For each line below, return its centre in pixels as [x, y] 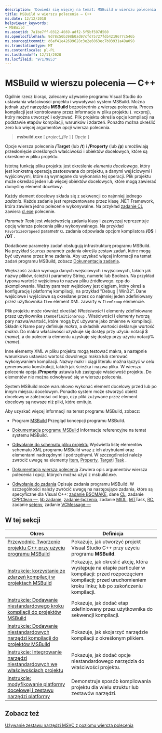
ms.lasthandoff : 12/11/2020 [33, 55]
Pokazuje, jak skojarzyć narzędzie [110, 632]
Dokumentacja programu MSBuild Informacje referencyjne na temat [79, 430]
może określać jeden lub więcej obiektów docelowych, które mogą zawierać [81, 181]
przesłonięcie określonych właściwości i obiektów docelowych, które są [76, 151]
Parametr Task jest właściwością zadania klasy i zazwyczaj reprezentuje [77, 221]
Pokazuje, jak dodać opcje [101, 655]
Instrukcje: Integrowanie [35, 652]
